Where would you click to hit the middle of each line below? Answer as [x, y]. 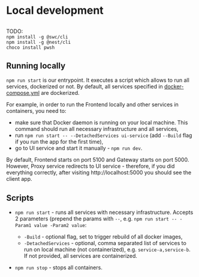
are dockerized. [60, 93]
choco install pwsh [31, 47]
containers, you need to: [36, 111]
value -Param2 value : [60, 225]
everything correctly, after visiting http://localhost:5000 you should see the [99, 172]
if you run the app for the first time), [59, 142]
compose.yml [23, 93]
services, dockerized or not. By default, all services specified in [85, 87]
